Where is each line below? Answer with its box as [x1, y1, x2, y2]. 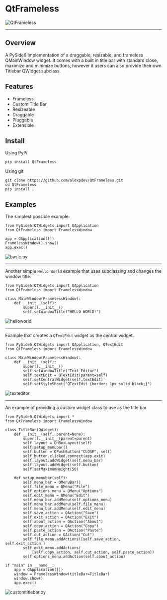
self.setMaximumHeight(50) [23, 467, 79, 472]
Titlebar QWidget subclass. [5, 68, 61, 74]
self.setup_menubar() [23, 445, 68, 450]
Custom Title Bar [12, 101, 47, 107]
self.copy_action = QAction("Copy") [23, 524, 99, 529]
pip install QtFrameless [5, 159, 57, 165]
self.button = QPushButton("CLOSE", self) [23, 449, 112, 455]
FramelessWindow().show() [5, 241, 59, 246]
